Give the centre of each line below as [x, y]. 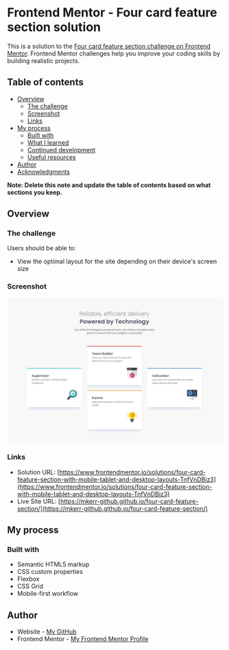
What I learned [48, 143]
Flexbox [28, 579]
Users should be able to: [42, 248]
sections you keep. [35, 192]
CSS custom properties [50, 572]
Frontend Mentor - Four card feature [112, 13]
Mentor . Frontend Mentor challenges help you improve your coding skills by [114, 53]
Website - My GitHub [47, 631]
